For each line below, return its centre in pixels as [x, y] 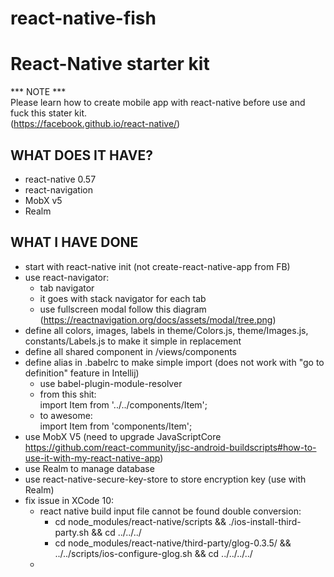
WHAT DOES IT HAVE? [81, 155]
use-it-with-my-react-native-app [92, 458]
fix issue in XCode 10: [69, 500]
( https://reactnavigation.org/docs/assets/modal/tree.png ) [158, 319]
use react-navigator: [67, 277]
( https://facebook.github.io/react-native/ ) [95, 124]
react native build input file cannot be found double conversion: [170, 511]
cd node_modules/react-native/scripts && [140, 521]
